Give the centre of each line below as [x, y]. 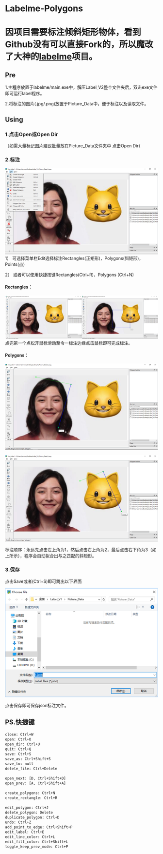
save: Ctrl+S [18, 754]
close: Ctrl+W [19, 735]
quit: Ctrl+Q [18, 749]
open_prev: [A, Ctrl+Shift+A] [36, 783]
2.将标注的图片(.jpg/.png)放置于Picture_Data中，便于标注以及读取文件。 [77, 104]
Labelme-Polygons [44, 9]
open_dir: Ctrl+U [23, 744]
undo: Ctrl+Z [18, 822]
